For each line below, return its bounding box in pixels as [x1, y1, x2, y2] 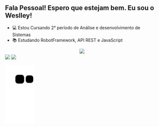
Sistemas [12, 32, 31, 37]
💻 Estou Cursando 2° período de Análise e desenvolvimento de [12, 24, 140, 31]
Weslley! [5, 12, 33, 20]
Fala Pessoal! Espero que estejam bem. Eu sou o [5, 4, 155, 12]
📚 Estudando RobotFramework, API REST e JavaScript [12, 37, 123, 43]
